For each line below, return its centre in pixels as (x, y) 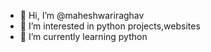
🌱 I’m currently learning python (83, 36)
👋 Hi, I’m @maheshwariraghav (82, 15)
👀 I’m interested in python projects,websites (110, 26)
